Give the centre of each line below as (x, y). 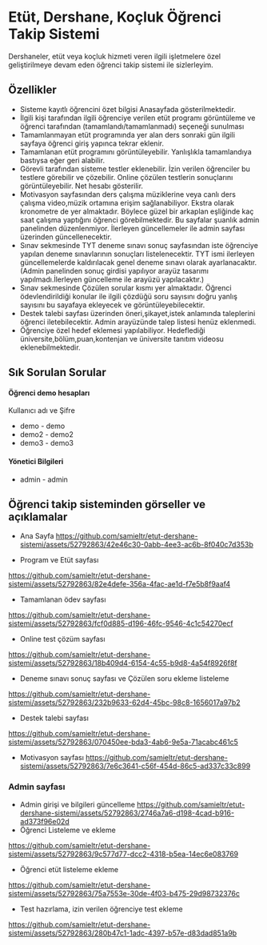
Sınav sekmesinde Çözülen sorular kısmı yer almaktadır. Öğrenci (126, 287)
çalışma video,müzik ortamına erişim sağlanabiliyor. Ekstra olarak (127, 202)
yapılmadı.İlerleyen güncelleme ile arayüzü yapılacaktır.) (112, 279)
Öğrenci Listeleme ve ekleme (68, 830)
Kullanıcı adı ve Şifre (42, 410)
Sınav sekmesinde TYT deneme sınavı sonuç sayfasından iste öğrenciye (139, 245)
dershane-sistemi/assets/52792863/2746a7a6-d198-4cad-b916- (127, 813)
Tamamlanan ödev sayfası (63, 599)
